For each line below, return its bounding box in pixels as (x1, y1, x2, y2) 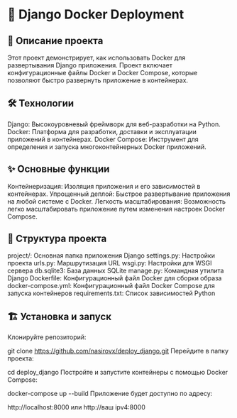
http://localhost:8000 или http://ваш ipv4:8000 (7, 403, 145, 412)
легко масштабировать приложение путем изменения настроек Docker (7, 204, 226, 213)
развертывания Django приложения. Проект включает (7, 61, 172, 70)
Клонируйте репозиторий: (7, 333, 87, 341)
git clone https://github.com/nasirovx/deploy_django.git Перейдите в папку (7, 347, 229, 356)
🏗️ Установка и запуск (7, 310, 112, 322)
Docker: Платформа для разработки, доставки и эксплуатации (7, 127, 197, 136)
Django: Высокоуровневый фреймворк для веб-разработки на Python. (7, 120, 221, 128)
